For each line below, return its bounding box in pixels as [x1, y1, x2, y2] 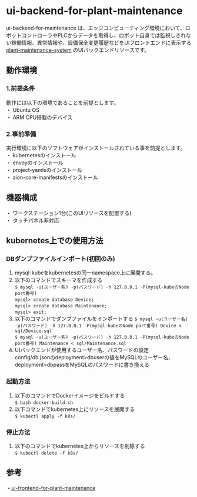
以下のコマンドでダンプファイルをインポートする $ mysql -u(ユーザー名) [14, 315, 188, 322]
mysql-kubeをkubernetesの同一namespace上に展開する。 [14, 269, 156, 276]
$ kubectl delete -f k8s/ [14, 450, 78, 456]
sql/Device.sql [14, 328, 52, 334]
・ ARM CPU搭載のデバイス [6, 114, 73, 121]
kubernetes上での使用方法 [6, 236, 104, 246]
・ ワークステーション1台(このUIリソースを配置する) [6, 209, 132, 216]
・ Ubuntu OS [6, 106, 39, 113]
